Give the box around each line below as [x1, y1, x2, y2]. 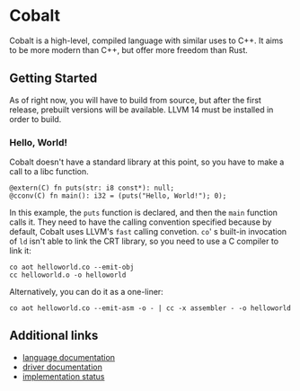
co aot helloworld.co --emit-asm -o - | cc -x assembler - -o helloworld [9, 304, 292, 313]
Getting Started [9, 71, 98, 86]
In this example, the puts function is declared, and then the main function [9, 208, 278, 218]
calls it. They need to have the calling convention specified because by [9, 217, 272, 227]
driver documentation [22, 361, 103, 372]
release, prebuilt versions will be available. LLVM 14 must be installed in [9, 104, 274, 115]
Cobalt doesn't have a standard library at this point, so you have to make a [9, 156, 285, 167]
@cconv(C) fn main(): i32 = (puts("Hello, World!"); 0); [9, 191, 227, 200]
